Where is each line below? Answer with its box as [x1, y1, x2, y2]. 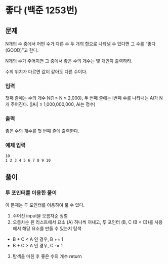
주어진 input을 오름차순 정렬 [12, 212, 68, 218]
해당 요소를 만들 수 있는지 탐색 [22, 225, 82, 231]
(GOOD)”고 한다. [5, 47, 39, 53]
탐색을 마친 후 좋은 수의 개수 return [12, 253, 82, 259]
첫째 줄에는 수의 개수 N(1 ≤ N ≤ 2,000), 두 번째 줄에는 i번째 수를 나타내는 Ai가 [5, 95, 158, 101]
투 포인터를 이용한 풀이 [5, 190, 57, 197]
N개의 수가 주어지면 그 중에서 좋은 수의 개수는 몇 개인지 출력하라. [5, 58, 133, 64]
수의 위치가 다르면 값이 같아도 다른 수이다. [5, 69, 88, 74]
